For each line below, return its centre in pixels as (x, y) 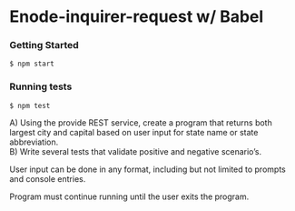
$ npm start (32, 64)
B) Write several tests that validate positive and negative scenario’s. (135, 151)
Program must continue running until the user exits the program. (129, 196)
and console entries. (48, 178)
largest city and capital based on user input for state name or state (134, 132)
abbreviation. (34, 142)
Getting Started (44, 45)
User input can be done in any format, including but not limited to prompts (147, 169)
